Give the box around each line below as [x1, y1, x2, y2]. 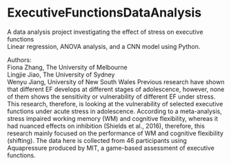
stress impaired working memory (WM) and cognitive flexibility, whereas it [7, 114, 219, 122]
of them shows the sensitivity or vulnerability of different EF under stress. [7, 92, 216, 101]
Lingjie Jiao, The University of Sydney [7, 70, 115, 79]
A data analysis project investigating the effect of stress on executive [7, 28, 203, 36]
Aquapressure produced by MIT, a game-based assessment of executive [7, 144, 215, 152]
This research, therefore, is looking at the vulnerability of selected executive [7, 99, 223, 108]
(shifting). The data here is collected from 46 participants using [7, 136, 188, 144]
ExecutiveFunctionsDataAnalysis [7, 5, 202, 21]
